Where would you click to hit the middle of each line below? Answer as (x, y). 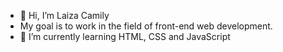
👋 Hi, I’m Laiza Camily (64, 15)
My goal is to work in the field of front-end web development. (146, 26)
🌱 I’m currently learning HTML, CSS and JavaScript (125, 36)
